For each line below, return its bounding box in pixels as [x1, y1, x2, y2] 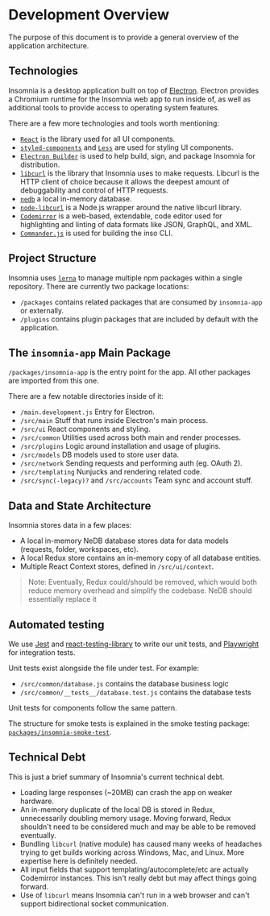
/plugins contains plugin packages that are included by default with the [19, 314, 259, 324]
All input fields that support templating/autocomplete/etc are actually [19, 864, 249, 874]
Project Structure [8, 251, 97, 265]
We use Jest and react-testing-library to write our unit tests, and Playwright [8, 639, 260, 649]
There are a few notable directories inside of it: [8, 392, 164, 401]
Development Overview [8, 6, 170, 24]
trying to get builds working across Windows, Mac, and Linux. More [19, 848, 245, 857]
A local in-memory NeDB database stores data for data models [19, 536, 229, 545]
